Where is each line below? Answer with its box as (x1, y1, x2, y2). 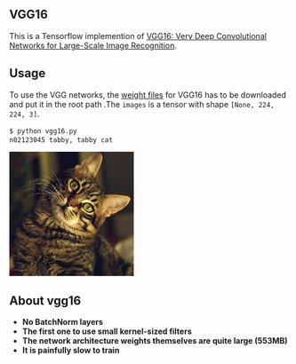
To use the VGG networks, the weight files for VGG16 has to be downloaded (9, 89, 287, 100)
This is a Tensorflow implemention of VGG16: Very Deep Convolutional (9, 30, 267, 41)
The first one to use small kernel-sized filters (21, 326, 193, 336)
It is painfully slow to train (21, 345, 120, 356)
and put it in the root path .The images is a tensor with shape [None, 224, (9, 99, 276, 109)
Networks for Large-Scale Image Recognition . (9, 40, 178, 51)
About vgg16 (9, 293, 82, 309)
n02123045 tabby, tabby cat (9, 135, 114, 145)
